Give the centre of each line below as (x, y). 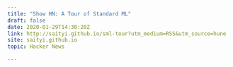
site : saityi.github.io (42, 40)
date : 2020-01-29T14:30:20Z (49, 27)
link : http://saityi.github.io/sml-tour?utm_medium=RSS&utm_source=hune (117, 33)
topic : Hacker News (36, 47)
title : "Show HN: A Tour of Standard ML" (69, 14)
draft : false (27, 20)
